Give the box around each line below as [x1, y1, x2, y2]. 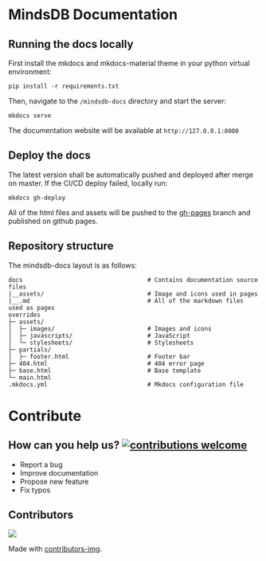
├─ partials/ [8, 345, 52, 354]
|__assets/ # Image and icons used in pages [8, 289, 259, 298]
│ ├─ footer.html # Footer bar [8, 352, 191, 360]
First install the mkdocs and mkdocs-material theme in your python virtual [8, 58, 250, 68]
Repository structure [8, 239, 114, 253]
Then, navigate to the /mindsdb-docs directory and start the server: [8, 96, 227, 105]
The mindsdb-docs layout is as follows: [8, 261, 137, 270]
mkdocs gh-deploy [8, 194, 66, 202]
